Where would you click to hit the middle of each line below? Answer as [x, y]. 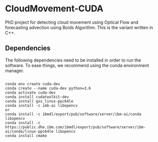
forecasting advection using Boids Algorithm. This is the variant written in [79, 27]
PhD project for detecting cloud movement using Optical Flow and [72, 22]
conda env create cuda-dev [33, 84]
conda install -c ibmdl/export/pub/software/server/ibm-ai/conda [73, 114]
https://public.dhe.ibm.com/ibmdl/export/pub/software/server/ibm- [76, 127]
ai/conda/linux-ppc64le [29, 131]
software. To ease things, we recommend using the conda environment [77, 65]
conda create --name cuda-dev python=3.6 [48, 88]
